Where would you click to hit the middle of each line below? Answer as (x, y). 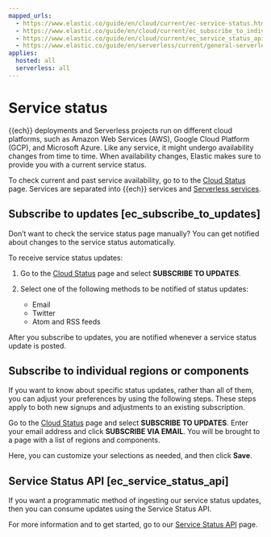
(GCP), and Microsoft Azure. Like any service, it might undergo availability (131, 147)
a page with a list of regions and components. (84, 440)
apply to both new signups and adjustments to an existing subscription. (127, 407)
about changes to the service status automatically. (92, 242)
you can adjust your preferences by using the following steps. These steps (132, 399)
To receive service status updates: (66, 258)
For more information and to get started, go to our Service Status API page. (133, 525)
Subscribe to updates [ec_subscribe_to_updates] (134, 214)
